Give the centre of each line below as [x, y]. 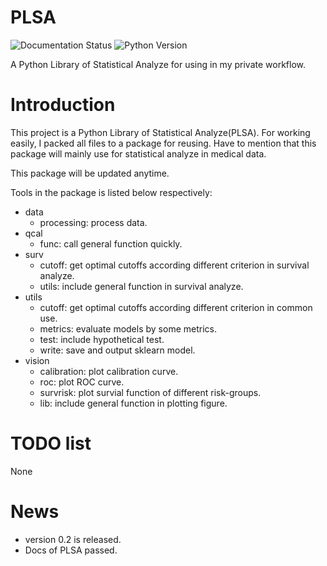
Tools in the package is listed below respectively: [111, 192]
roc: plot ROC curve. [82, 382]
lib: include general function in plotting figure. [133, 403]
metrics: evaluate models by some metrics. [128, 328]
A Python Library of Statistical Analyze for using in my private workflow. [158, 64]
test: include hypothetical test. [102, 339]
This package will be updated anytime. [90, 173]
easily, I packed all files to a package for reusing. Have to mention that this [163, 143]
